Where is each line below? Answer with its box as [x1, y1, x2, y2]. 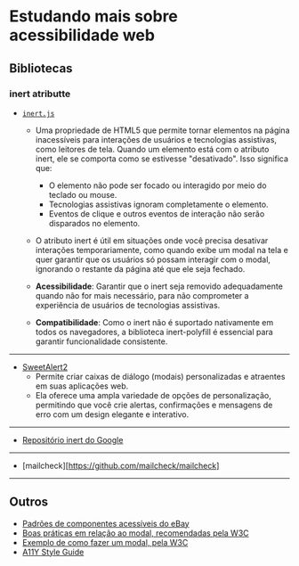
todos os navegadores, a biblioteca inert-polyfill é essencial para [35, 326, 273, 337]
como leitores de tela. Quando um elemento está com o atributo [35, 144, 270, 154]
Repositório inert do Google [21, 434, 124, 445]
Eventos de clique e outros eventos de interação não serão [48, 208, 265, 219]
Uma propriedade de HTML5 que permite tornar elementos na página [35, 125, 291, 135]
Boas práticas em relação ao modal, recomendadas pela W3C [21, 528, 249, 538]
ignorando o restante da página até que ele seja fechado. [35, 263, 246, 274]
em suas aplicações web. [35, 381, 129, 391]
